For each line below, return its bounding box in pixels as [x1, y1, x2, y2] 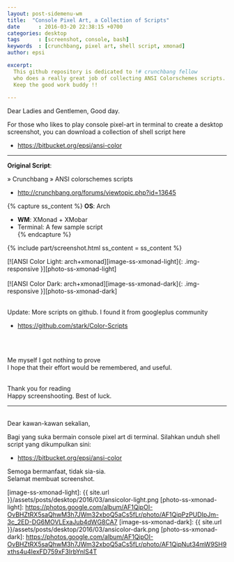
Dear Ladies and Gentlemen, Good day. [7, 107, 120, 115]
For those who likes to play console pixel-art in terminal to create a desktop [7, 120, 224, 129]
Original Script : [7, 161, 52, 170]
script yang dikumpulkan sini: [7, 441, 92, 449]
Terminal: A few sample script [17, 223, 103, 231]
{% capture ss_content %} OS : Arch [7, 202, 111, 210]
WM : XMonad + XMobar [17, 216, 88, 224]
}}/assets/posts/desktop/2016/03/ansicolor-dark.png [7, 525, 159, 534]
